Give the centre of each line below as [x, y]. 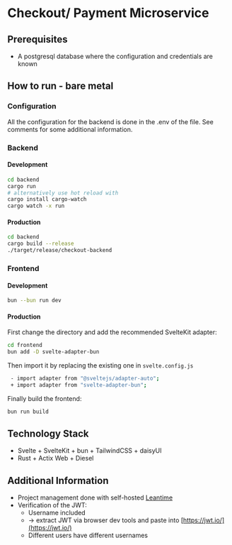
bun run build [28, 412]
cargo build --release [41, 244]
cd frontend [25, 346]
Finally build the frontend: [45, 398]
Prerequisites [37, 39]
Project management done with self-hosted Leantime [95, 497]
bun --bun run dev [34, 301]
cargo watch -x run [36, 206]
